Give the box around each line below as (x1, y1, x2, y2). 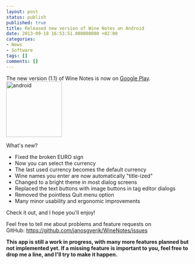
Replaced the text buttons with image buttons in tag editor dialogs (14, 185, 176, 192)
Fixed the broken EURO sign (14, 153, 84, 160)
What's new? (6, 142, 38, 149)
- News (6, 42, 23, 48)
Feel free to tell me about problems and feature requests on (6, 220, 152, 227)
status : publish (6, 14, 46, 20)
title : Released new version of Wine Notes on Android (6, 25, 145, 31)
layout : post (6, 8, 39, 15)
